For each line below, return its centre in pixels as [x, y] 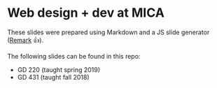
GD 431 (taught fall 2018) [53, 77]
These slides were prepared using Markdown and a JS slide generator [108, 32]
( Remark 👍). [26, 40]
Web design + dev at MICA [86, 13]
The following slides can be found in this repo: [74, 56]
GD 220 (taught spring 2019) [58, 69]
